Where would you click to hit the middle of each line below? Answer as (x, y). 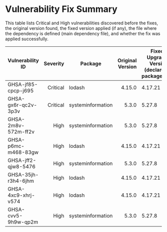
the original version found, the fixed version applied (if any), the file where (81, 28)
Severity (54, 63)
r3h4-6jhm (21, 181)
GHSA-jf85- (23, 84)
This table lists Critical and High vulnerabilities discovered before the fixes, (82, 23)
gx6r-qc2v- (22, 105)
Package (91, 63)
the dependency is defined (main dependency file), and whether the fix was (83, 33)
